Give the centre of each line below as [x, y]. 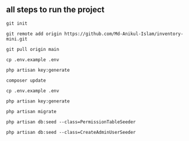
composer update [26, 80]
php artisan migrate [32, 111]
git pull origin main [33, 49]
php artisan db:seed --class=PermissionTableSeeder [71, 122]
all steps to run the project [55, 10]
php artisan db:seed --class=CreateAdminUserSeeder [71, 132]
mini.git [17, 39]
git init [17, 23]
